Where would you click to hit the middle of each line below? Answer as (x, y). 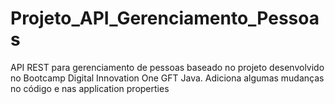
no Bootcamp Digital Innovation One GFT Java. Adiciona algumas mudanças (167, 78)
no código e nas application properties (90, 88)
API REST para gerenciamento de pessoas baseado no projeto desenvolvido (167, 67)
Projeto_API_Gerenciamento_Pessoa (165, 18)
